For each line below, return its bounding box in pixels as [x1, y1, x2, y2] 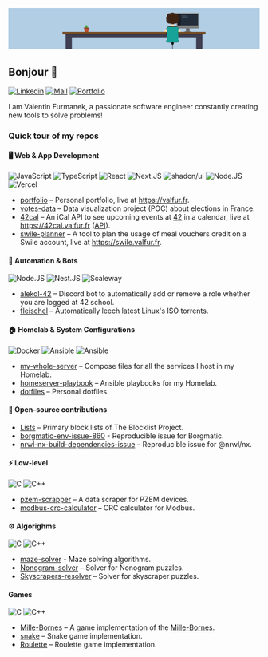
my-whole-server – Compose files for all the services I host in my [19, 361, 235, 370]
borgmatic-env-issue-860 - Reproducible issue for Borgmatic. [19, 431, 224, 441]
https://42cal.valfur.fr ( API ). [19, 220, 111, 231]
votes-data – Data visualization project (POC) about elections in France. [19, 204, 255, 213]
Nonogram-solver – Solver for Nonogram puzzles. [19, 563, 184, 572]
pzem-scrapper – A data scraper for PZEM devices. [19, 494, 189, 504]
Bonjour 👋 [8, 65, 58, 79]
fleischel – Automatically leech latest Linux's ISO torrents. [19, 306, 209, 315]
